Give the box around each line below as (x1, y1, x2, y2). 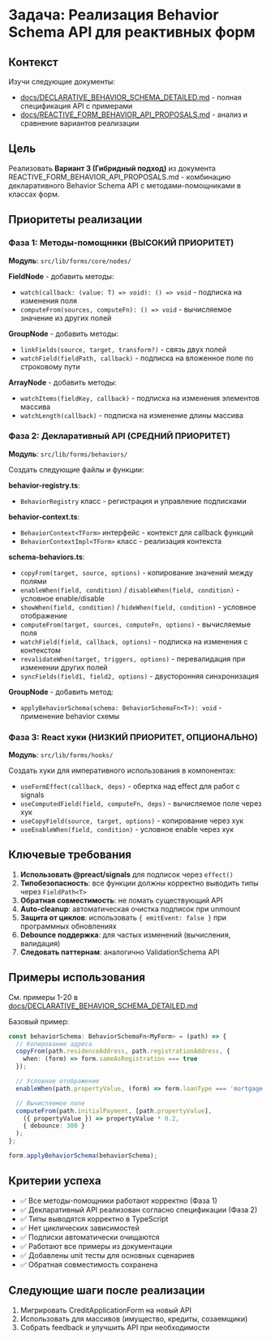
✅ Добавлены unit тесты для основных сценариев (19, 1250, 195, 1260)
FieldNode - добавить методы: (8, 271, 114, 281)
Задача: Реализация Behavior (8, 6, 219, 24)
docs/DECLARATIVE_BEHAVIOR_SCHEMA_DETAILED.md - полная (19, 93, 242, 102)
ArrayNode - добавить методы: (8, 377, 118, 387)
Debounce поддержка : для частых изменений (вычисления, (19, 929, 231, 939)
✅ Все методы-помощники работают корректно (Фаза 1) (19, 1196, 217, 1205)
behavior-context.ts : (8, 511, 80, 521)
